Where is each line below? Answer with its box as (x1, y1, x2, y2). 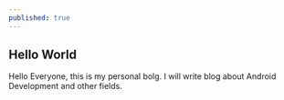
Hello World (8, 47, 77, 63)
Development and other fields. (8, 81, 122, 92)
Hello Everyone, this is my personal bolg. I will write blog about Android (8, 71, 277, 82)
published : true (8, 13, 70, 23)
